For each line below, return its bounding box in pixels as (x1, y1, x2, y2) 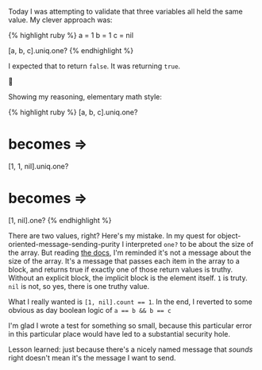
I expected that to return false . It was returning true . (8, 61, 181, 71)
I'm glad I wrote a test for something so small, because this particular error (8, 321, 252, 330)
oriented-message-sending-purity (8, 239, 121, 249)
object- (217, 230, 241, 241)
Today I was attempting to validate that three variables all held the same (8, 7, 244, 16)
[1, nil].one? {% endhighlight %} (8, 215, 112, 225)
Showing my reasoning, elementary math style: (8, 92, 163, 102)
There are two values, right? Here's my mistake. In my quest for (8, 230, 216, 241)
